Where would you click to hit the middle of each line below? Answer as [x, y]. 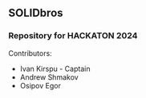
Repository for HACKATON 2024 [73, 36]
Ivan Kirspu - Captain [55, 69]
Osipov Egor [41, 85]
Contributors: [30, 53]
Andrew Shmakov [49, 77]
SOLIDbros [36, 13]
